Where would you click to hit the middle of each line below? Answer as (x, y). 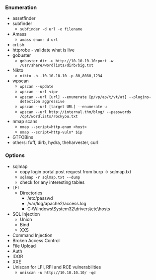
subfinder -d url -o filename (51, 29)
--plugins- (140, 97)
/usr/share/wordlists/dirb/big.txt (56, 66)
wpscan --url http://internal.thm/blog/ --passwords (76, 112)
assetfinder (24, 18)
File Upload (24, 246)
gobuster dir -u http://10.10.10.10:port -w (67, 61)
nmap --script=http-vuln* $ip (51, 133)
